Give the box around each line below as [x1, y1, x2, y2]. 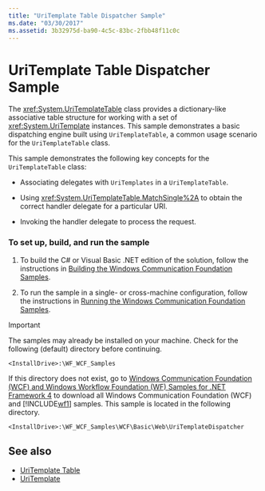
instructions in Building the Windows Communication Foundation [19, 263, 233, 273]
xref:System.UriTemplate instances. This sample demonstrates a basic [8, 121, 240, 131]
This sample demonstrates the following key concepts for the [8, 153, 210, 164]
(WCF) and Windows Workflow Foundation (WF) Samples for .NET [8, 382, 226, 391]
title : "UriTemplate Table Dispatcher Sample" [8, 11, 166, 20]
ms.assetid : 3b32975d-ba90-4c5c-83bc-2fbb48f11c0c [8, 26, 180, 34]
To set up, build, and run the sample [8, 237, 150, 248]
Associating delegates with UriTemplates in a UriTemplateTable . [19, 177, 229, 188]
